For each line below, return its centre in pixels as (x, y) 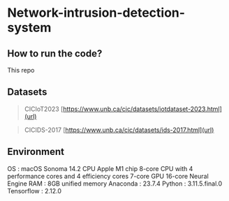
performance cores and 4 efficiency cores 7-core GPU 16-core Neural (108, 176)
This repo (21, 70)
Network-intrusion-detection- (96, 13)
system (29, 28)
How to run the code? (55, 53)
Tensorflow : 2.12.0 (34, 191)
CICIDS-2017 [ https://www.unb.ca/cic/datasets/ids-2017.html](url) (119, 130)
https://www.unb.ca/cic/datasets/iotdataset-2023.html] (142, 109)
